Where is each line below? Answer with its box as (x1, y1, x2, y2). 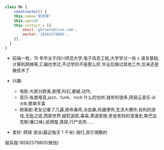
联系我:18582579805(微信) (5, 140, 59, 146)
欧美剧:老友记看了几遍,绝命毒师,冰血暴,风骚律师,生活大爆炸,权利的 (19, 106, 152, 112)
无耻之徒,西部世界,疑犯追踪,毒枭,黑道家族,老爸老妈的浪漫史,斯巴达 (25, 113, 157, 119)
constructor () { (14, 9, 47, 14)
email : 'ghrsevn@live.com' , (23, 27, 78, 32)
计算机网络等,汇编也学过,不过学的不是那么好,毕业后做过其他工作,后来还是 (12, 61, 159, 67)
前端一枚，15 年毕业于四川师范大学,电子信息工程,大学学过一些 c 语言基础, (12, 55, 160, 61)
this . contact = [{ (14, 23, 51, 28)
